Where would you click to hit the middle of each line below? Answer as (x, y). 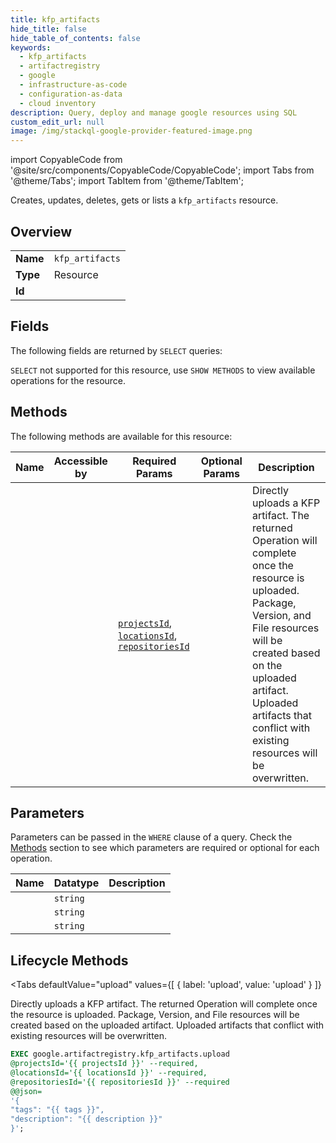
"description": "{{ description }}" (86, 1119)
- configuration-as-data (71, 94)
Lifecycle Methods (69, 960)
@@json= (26, 1091)
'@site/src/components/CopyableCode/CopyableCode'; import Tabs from (162, 170)
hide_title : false (48, 29)
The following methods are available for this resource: (121, 436)
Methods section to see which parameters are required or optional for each (165, 848)
